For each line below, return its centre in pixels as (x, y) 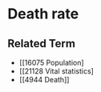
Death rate (43, 14)
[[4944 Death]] (44, 80)
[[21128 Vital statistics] (56, 71)
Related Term (41, 44)
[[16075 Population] (52, 62)
